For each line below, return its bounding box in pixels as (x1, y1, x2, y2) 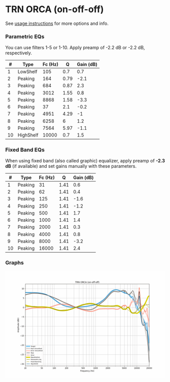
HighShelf (17, 132, 39, 138)
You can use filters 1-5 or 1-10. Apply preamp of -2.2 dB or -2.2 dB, (5, 45, 145, 51)
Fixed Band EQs (5, 146, 45, 153)
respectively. (5, 50, 32, 56)
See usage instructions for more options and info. (5, 20, 109, 26)
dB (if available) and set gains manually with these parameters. (5, 163, 137, 169)
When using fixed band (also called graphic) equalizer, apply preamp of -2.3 (5, 158, 165, 164)
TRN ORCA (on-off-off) (5, 4, 104, 15)
